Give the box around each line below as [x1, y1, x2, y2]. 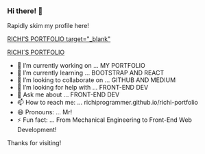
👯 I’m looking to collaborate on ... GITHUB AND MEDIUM [16, 76, 176, 84]
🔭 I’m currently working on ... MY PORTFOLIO [16, 62, 146, 70]
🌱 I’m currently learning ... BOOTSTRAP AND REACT [16, 68, 165, 77]
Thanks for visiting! [7, 139, 62, 147]
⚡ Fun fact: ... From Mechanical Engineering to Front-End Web [16, 116, 192, 124]
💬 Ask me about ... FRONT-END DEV [16, 90, 120, 99]
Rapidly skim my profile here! [7, 22, 89, 30]
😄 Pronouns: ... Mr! [16, 108, 73, 116]
